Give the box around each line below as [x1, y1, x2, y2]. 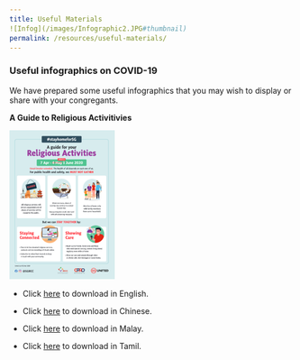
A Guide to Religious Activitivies [9, 112, 132, 123]
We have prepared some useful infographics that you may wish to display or [9, 85, 292, 96]
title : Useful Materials [9, 14, 103, 23]
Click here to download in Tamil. [22, 340, 142, 351]
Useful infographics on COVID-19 [9, 64, 158, 77]
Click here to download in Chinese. [22, 305, 153, 316]
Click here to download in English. [22, 288, 149, 299]
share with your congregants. [9, 95, 119, 106]
